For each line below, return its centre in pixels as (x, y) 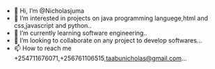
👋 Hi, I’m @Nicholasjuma (49, 11)
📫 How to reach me (42, 48)
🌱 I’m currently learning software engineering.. (80, 33)
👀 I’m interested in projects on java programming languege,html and (111, 18)
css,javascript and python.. (53, 25)
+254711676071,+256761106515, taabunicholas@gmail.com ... (100, 58)
